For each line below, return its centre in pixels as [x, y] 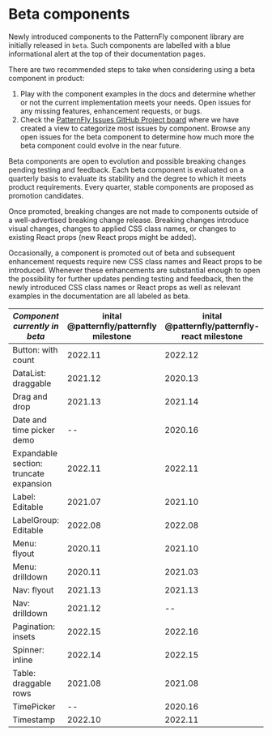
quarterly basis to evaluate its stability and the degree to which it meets [127, 178]
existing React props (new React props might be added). [102, 237]
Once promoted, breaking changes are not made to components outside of [134, 211]
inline [23, 660]
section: [28, 463]
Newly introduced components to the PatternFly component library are [126, 36]
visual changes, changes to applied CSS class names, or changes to [122, 229]
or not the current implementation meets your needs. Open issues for [136, 102]
